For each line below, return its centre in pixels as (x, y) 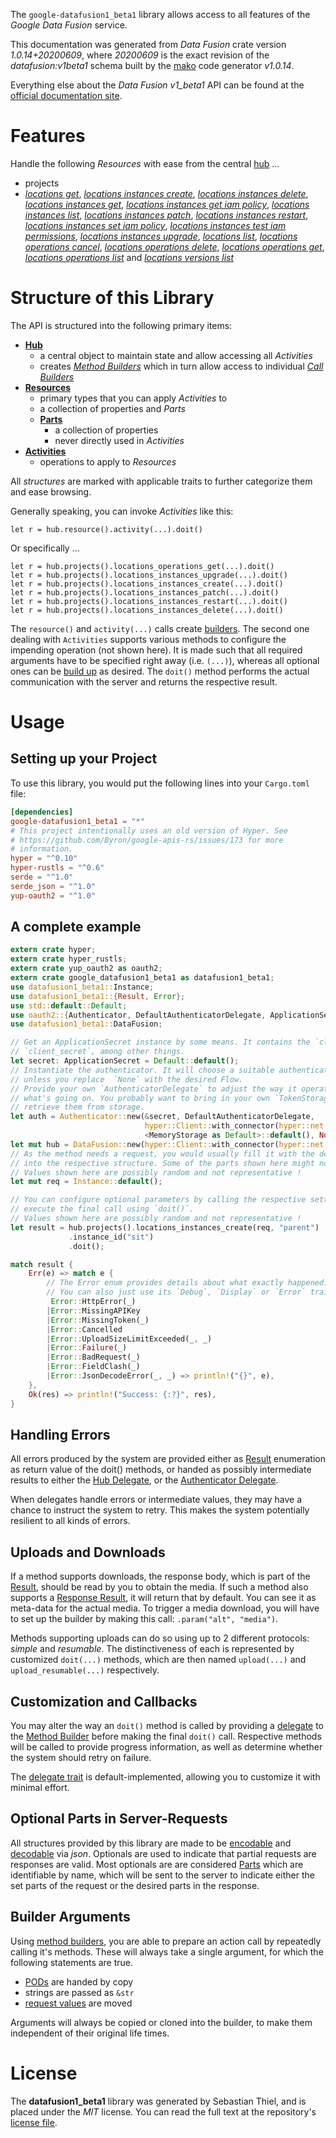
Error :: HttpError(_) (93, 1302)
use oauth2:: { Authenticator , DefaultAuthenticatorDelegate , (138, 1015)
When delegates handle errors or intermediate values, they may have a (156, 1500)
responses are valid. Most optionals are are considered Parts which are (157, 1864)
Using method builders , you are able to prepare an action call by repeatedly (166, 1941)
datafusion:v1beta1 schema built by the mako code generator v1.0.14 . (152, 65)
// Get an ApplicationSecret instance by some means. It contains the (160, 1042)
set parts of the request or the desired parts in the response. (135, 1885)
